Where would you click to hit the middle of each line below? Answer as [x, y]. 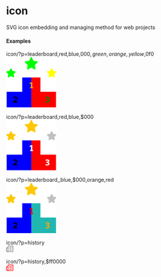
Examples [19, 41]
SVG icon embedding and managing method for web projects [81, 27]
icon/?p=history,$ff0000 [36, 262]
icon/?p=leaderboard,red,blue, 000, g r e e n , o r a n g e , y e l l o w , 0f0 [80, 54]
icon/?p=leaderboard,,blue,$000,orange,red [60, 180]
